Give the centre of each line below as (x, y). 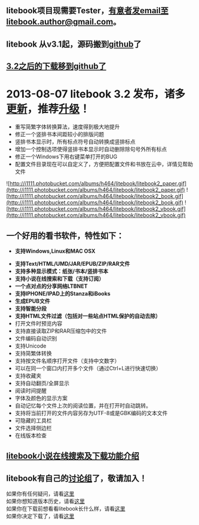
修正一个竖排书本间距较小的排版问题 (59, 134)
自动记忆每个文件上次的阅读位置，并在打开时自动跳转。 (83, 406)
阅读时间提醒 (30, 391)
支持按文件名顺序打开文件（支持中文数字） (67, 361)
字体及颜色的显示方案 (41, 398)
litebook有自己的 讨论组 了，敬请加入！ (77, 478)
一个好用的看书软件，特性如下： (65, 236)
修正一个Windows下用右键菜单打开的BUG (66, 156)
